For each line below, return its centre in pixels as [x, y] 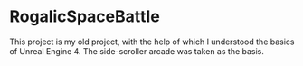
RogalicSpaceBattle [85, 17]
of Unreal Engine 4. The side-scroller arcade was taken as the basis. [137, 51]
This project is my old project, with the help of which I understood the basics [152, 42]
